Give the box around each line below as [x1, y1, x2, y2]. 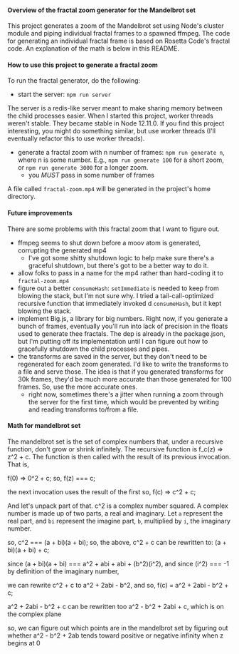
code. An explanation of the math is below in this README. [7, 44, 180, 53]
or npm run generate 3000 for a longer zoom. [17, 163, 149, 172]
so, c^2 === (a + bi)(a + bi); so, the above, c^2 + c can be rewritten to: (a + [7, 538, 227, 546]
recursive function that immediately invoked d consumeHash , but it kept [17, 299, 222, 307]
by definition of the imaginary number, [7, 567, 119, 576]
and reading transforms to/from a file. [28, 405, 139, 414]
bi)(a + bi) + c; [7, 546, 50, 554]
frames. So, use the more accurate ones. [17, 382, 137, 391]
